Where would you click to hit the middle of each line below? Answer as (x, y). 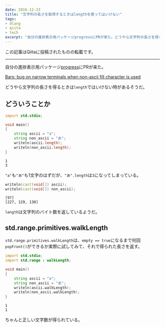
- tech (12, 33)
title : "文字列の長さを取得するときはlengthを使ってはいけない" (64, 14)
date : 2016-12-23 (23, 10)
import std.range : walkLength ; (38, 260)
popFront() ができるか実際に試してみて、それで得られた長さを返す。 (74, 247)
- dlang (13, 23)
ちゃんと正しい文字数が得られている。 (44, 320)
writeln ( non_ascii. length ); (42, 147)
